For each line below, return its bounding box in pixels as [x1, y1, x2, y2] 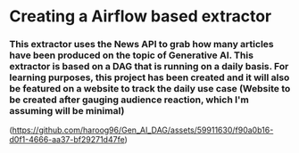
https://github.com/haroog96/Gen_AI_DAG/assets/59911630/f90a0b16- [12, 125, 274, 135]
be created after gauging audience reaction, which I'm [9, 93, 250, 106]
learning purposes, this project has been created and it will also [9, 71, 290, 84]
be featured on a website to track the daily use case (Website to [9, 83, 291, 95]
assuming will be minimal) [9, 105, 125, 117]
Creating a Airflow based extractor [9, 6, 272, 27]
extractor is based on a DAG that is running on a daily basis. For [9, 60, 289, 73]
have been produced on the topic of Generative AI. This [9, 49, 254, 61]
